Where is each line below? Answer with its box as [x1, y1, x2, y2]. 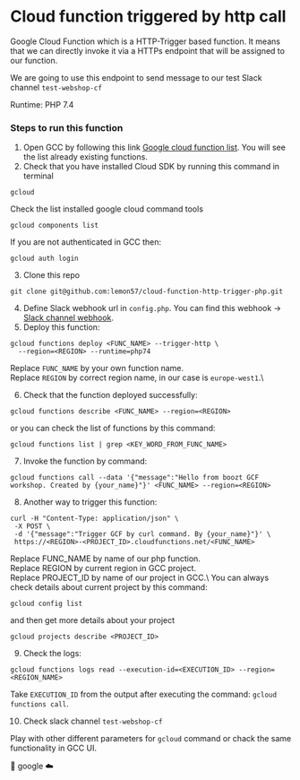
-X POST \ [13, 522, 51, 531]
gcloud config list [10, 599, 83, 609]
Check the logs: [22, 648, 81, 659]
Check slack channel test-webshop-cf [22, 715, 163, 727]
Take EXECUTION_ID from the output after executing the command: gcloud [10, 689, 277, 700]
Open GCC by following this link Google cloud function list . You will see [22, 142, 286, 153]
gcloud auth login [10, 254, 79, 264]
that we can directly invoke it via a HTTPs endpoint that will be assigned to [10, 45, 286, 56]
